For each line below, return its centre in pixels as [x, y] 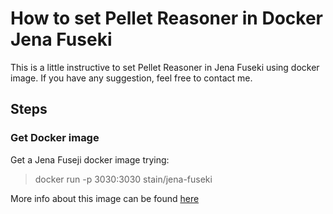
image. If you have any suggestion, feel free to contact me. [131, 78]
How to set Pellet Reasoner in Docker [166, 18]
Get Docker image [55, 138]
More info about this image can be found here [105, 198]
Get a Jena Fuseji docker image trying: [90, 159]
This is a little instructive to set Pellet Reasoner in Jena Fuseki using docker [165, 67]
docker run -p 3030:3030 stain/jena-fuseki [123, 179]
